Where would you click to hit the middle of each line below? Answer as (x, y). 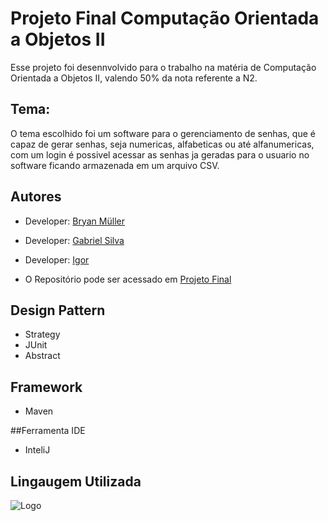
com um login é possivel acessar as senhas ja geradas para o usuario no (160, 154)
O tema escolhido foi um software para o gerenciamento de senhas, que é (163, 133)
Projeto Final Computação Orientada (165, 18)
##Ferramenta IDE (48, 431)
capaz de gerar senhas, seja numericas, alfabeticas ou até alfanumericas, (162, 144)
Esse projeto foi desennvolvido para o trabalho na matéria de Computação (163, 67)
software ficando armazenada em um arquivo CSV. (115, 165)
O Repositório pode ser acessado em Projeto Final (128, 279)
